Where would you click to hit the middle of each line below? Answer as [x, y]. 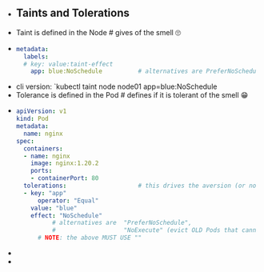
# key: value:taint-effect [68, 64]
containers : [43, 148]
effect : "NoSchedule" [66, 215]
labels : [36, 56]
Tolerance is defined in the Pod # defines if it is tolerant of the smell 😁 [132, 95]
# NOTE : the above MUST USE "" [90, 238]
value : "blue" [54, 208]
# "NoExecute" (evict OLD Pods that [145, 230]
